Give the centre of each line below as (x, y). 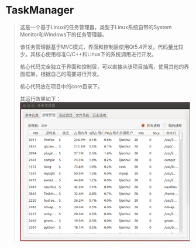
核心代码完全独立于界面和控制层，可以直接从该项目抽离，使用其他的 (102, 66)
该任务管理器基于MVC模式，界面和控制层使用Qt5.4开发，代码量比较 (102, 47)
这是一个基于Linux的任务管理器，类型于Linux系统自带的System (96, 27)
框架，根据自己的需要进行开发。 (63, 74)
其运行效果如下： (40, 99)
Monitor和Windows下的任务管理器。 (63, 34)
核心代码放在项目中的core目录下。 (61, 86)
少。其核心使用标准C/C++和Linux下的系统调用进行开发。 (88, 54)
